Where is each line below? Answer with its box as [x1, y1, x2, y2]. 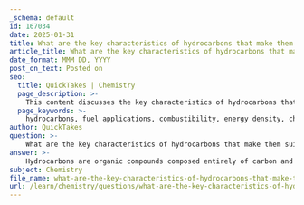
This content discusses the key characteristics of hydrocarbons [25, 97, 278, 107]
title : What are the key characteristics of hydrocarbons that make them [9, 38, 294, 48]
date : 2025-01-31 [9, 30, 75, 39]
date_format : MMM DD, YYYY [9, 55, 111, 64]
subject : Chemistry [9, 165, 83, 174]
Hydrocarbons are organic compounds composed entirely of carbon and [25, 156, 294, 166]
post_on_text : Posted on [9, 64, 103, 73]
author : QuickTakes [9, 123, 83, 132]
